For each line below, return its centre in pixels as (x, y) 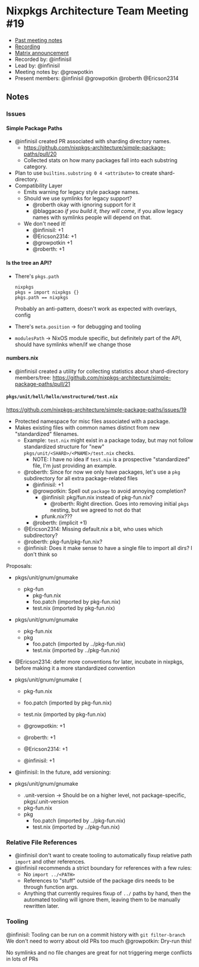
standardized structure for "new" (64, 447)
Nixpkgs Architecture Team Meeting (97, 11)
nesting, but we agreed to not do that (96, 510)
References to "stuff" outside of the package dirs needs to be (99, 881)
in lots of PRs (22, 959)
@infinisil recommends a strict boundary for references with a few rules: (103, 868)
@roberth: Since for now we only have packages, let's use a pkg (102, 472)
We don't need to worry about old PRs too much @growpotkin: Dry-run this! (99, 941)
